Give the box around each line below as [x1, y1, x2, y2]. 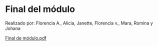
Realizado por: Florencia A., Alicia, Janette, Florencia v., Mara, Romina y [5, 20, 153, 26]
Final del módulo [5, 3, 75, 15]
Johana [5, 25, 21, 31]
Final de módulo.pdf [5, 35, 46, 41]
